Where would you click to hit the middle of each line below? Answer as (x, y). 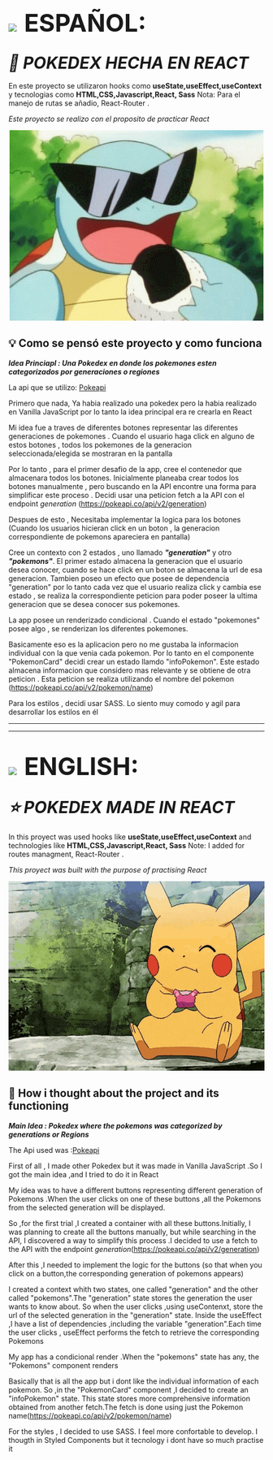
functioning (39, 1106)
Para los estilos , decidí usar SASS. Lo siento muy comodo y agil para (125, 703)
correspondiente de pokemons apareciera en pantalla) (100, 536)
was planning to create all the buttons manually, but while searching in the (132, 1232)
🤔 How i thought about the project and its (114, 1093)
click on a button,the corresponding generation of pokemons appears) (126, 1273)
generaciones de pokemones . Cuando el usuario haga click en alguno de (132, 436)
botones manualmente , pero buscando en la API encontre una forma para (132, 486)
